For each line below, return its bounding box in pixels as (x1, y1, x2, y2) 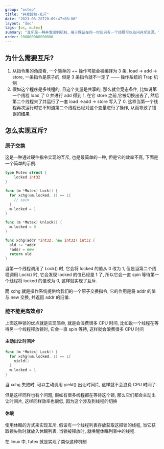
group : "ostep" (5, 7, 36, 12)
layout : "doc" (5, 21, 34, 26)
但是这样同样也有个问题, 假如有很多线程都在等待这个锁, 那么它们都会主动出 (5, 392, 156, 398)
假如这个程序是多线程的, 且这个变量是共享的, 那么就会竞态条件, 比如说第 (12, 86, 157, 92)
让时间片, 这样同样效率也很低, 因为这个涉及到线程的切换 (5, 398, 117, 404)
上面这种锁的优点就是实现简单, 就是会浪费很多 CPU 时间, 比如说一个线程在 (5, 320, 155, 326)
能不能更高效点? (5, 308, 43, 315)
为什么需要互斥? (5, 54, 54, 62)
